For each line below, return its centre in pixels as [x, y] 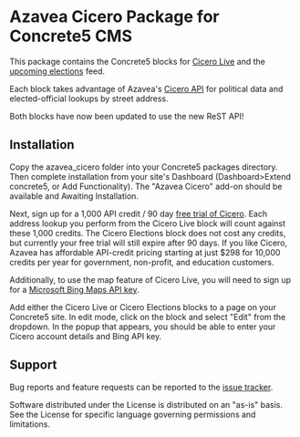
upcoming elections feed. [57, 71]
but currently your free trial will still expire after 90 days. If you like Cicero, [149, 243]
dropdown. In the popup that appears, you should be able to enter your [143, 327]
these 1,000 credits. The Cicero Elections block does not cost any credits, [148, 233]
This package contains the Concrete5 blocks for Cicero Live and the [138, 61]
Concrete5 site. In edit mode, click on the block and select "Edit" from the [148, 317]
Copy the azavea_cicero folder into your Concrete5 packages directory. [144, 167]
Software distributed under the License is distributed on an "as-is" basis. [146, 404]
